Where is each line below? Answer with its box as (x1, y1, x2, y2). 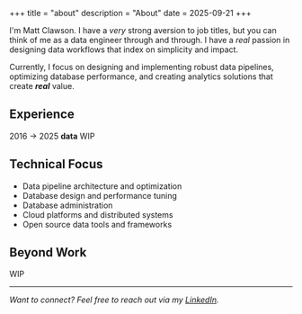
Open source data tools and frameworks (22, 219, 173, 229)
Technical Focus (9, 157, 103, 172)
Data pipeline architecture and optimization (22, 180, 182, 192)
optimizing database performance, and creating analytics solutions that (9, 71, 274, 82)
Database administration (22, 200, 113, 211)
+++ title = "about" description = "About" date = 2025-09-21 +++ (9, 8, 252, 18)
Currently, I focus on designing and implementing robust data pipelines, (9, 62, 274, 72)
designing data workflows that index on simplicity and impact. (9, 44, 239, 55)
